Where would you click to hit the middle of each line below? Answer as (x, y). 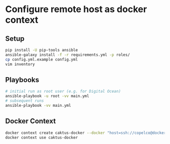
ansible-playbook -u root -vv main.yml (47, 96)
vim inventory (20, 64)
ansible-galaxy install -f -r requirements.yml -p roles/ (68, 55)
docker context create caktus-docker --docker (55, 133)
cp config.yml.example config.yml (42, 59)
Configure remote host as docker (76, 9)
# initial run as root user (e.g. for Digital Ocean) (63, 92)
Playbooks (22, 80)
